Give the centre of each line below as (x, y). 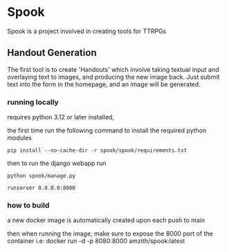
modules (20, 138)
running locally (33, 102)
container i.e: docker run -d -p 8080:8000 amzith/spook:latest (96, 241)
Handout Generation (52, 53)
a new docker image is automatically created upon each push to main (106, 220)
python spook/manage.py (42, 176)
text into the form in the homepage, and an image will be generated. (104, 84)
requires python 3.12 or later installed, (61, 117)
